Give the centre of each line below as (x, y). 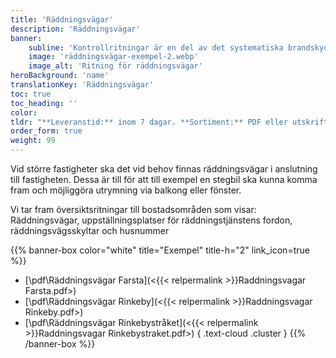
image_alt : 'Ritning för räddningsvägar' (115, 66)
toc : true (31, 94)
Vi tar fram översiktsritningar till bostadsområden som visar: (133, 209)
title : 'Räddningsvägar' (62, 19)
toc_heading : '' (44, 103)
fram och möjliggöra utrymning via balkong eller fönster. (126, 190)
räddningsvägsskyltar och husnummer (90, 230)
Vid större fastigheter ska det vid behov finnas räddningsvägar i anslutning (164, 169)
